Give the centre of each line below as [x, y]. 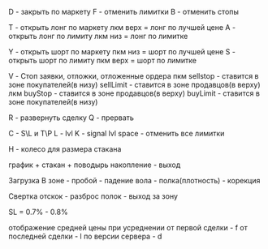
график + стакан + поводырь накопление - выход [95, 165]
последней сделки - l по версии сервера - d [85, 236]
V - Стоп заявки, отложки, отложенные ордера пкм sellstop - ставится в [134, 76]
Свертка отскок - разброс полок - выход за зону [93, 196]
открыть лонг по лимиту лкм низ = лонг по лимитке [98, 36]
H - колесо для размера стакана [65, 149]
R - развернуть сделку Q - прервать [71, 118]
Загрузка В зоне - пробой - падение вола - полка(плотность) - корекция [134, 180]
